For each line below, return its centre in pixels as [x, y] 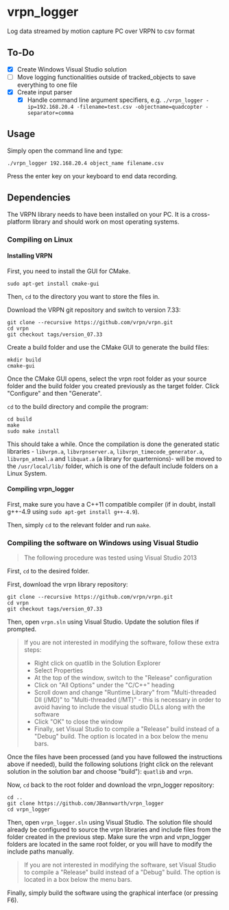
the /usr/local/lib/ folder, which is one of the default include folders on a [112, 466]
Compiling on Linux [40, 240]
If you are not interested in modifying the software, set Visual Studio [120, 865]
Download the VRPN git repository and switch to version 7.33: [94, 310]
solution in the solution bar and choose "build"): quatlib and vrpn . [100, 772]
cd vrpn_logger [29, 810]
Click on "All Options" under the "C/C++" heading [104, 685]
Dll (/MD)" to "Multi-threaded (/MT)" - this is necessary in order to [128, 700]
